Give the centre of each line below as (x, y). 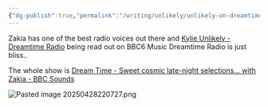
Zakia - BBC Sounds (41, 78)
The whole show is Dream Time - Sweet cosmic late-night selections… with (132, 70)
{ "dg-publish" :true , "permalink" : (64, 15)
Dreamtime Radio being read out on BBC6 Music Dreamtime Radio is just (128, 46)
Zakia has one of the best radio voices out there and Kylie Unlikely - (120, 38)
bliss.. (18, 55)
